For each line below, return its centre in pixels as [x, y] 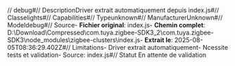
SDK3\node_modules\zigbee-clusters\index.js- [75, 40]
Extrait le [158, 40]
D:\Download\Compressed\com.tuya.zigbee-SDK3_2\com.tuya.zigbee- [110, 32]
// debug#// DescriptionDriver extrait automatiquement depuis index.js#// [113, 10]
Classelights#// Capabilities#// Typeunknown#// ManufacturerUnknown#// [115, 18]
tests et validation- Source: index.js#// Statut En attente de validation [107, 55]
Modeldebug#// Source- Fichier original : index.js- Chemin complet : [106, 25]
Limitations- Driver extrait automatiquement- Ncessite [150, 47]
